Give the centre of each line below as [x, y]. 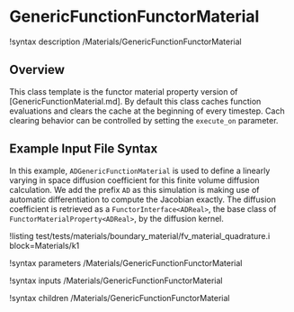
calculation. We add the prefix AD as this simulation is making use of [134, 189]
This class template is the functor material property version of [124, 91]
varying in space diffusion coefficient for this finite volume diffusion [134, 180]
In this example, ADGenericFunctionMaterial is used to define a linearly [140, 170]
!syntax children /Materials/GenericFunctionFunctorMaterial [120, 298]
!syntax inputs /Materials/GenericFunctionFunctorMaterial [116, 280]
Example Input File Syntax [84, 149]
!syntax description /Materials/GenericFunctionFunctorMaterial [125, 41]
